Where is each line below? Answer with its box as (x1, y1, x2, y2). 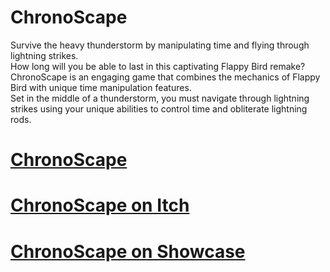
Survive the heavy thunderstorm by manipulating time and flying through (10, 39, 310, 51)
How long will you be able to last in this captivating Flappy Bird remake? (10, 60, 306, 72)
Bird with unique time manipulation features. (10, 81, 192, 93)
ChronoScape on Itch (10, 194, 190, 217)
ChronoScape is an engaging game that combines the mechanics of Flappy (10, 71, 321, 83)
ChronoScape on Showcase (10, 240, 246, 263)
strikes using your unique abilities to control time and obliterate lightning (10, 102, 308, 115)
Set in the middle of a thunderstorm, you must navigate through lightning (10, 92, 310, 104)
